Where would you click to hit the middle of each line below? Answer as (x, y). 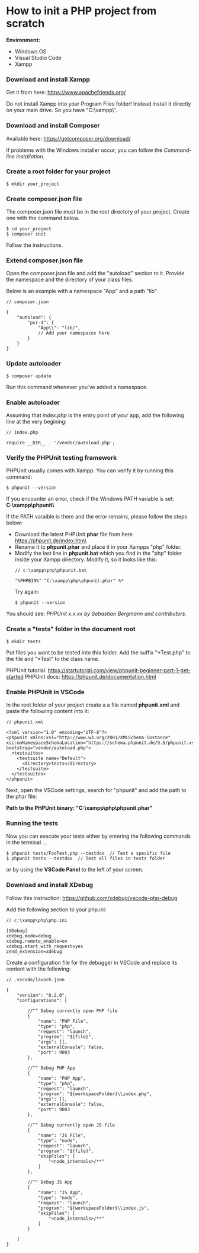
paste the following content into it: (48, 711)
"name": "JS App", (60, 1192)
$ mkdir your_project (33, 184)
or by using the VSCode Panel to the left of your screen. (75, 870)
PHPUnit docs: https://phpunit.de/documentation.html (90, 676)
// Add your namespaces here (74, 333)
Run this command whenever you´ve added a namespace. (77, 387)
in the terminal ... (27, 842)
